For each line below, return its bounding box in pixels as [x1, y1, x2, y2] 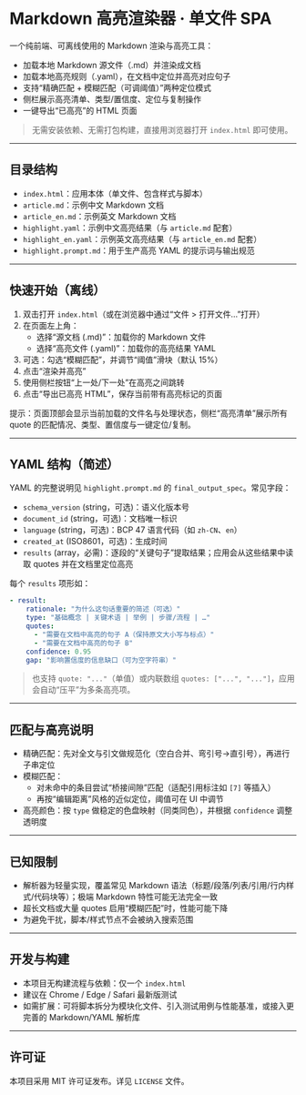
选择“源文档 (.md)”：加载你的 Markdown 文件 [36, 331, 207, 342]
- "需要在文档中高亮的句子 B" [33, 638, 134, 647]
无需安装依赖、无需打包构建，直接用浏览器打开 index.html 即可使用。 [31, 124, 293, 135]
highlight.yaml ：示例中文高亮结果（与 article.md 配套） [22, 222, 238, 233]
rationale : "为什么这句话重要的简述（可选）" [25, 604, 181, 614]
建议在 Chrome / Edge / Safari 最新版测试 [22, 989, 178, 999]
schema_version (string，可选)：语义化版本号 [22, 502, 189, 512]
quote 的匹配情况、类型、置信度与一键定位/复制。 [9, 419, 196, 430]
